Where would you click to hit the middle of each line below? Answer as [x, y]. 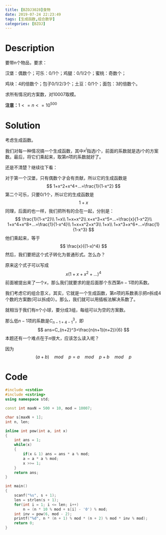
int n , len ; [17, 422]
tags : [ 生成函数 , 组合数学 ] [30, 19]
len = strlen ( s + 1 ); [36, 500]
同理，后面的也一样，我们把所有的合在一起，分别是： [60, 211]
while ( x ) [23, 445]
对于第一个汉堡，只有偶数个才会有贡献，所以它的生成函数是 [66, 178]
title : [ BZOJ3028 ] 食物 [28, 10]
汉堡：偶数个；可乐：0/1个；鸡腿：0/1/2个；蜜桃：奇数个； [66, 73]
